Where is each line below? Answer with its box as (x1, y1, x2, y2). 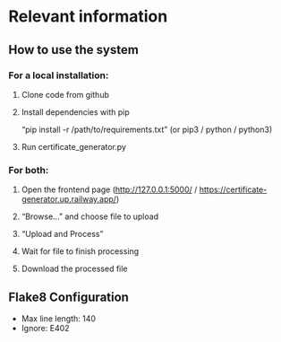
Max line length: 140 (21, 312, 96, 324)
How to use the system (8, 42, 140, 57)
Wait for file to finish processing (21, 246, 140, 257)
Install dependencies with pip (21, 106, 131, 118)
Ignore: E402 (21, 322, 70, 333)
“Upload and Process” (21, 229, 104, 240)
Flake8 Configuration (8, 289, 129, 304)
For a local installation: (8, 69, 109, 82)
